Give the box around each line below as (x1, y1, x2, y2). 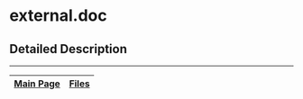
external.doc (9, 5, 107, 26)
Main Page (14, 77, 60, 90)
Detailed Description (9, 41, 128, 57)
